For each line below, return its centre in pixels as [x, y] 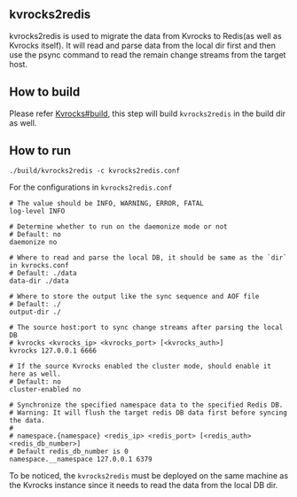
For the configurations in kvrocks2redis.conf [91, 187]
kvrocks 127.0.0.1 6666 [53, 351]
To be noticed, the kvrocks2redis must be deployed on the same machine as [149, 476]
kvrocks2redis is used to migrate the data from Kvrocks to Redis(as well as [145, 35]
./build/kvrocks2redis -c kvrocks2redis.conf [94, 171]
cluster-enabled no [45, 390]
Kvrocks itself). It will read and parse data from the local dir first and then [143, 45]
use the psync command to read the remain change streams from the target [148, 54]
